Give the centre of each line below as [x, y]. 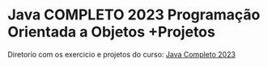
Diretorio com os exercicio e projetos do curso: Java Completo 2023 [122, 54]
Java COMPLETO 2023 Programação [134, 15]
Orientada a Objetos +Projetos [111, 32]
